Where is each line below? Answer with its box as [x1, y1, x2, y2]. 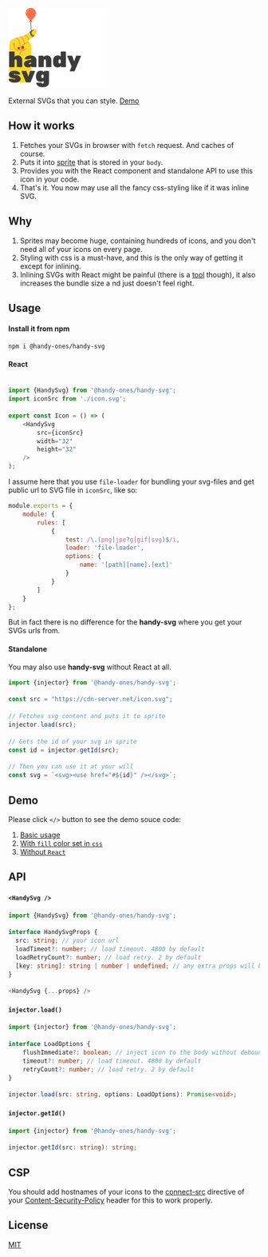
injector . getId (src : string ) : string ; [8, 1143, 137, 1151]
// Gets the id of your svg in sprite [8, 737, 137, 745]
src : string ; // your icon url [15, 936, 120, 945]
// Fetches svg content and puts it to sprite [8, 712, 166, 720]
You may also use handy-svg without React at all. [8, 662, 171, 672]
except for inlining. [19, 261, 81, 271]
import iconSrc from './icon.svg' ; [8, 395, 127, 403]
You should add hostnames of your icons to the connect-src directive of [8, 1187, 245, 1196]
